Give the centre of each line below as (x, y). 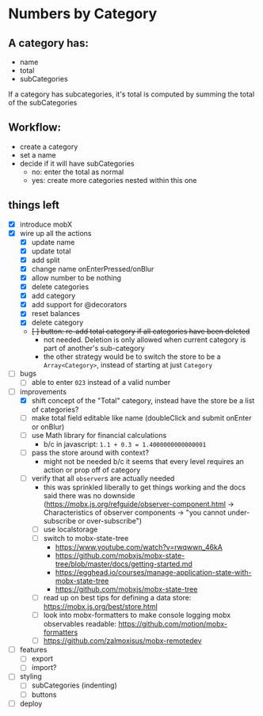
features (33, 649)
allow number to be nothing (76, 278)
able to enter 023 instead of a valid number (101, 383)
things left (34, 206)
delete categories (60, 287)
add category (53, 296)
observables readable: (80, 624)
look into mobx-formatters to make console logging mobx (137, 615)
